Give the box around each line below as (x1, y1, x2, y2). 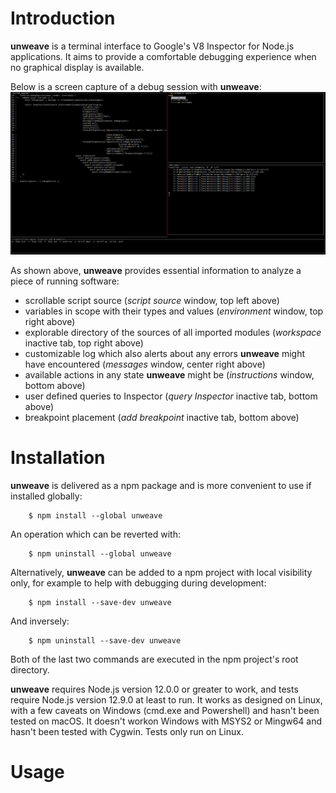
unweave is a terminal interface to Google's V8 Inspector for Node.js (10, 40, 295, 52)
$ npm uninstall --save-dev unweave (28, 636, 182, 646)
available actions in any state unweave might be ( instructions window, (24, 369, 315, 381)
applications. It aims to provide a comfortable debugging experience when (10, 50, 317, 62)
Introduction (10, 7, 116, 30)
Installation (10, 447, 106, 469)
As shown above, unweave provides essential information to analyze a (10, 265, 302, 277)
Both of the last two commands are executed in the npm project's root (10, 653, 299, 665)
